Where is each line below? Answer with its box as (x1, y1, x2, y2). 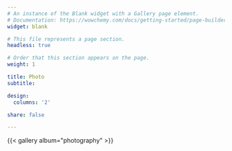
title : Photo (7, 73, 45, 80)
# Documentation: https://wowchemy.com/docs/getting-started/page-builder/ (7, 17, 230, 24)
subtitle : (7, 80, 36, 87)
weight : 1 (7, 61, 36, 68)
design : (7, 92, 30, 99)
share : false (7, 112, 45, 118)
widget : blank (7, 23, 48, 30)
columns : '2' (13, 98, 51, 106)
